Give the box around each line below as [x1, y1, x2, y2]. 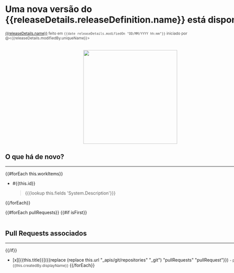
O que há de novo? [5, 152, 64, 161]
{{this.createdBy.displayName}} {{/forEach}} [12, 262, 95, 268]
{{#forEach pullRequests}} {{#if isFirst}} [5, 209, 87, 215]
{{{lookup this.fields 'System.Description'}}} [24, 190, 116, 196]
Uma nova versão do [5, 3, 92, 15]
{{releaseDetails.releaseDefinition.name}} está [5, 14, 206, 25]
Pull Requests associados [5, 229, 87, 238]
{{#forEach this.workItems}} [5, 170, 63, 176]
